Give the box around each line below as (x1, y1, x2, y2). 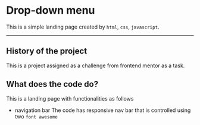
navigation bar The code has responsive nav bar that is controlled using (14, 107, 191, 114)
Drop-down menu (6, 4, 95, 17)
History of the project (6, 46, 87, 57)
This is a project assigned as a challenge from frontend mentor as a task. (6, 62, 185, 69)
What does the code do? (6, 79, 99, 89)
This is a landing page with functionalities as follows (6, 95, 134, 102)
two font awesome (14, 112, 58, 120)
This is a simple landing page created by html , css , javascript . (6, 23, 160, 30)
